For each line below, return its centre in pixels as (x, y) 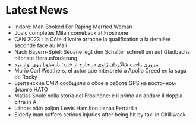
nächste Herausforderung (46, 58)
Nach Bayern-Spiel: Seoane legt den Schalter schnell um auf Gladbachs (102, 51)
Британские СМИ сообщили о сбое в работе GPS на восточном (95, 83)
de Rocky (26, 77)
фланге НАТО (31, 89)
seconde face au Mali (40, 45)
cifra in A (25, 102)
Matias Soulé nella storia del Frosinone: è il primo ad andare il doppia (98, 96)
